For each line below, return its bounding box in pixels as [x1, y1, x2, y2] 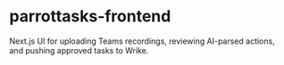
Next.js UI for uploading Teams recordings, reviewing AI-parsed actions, [9, 36, 275, 46]
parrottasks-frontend [9, 6, 171, 27]
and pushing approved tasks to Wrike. [9, 45, 149, 55]
